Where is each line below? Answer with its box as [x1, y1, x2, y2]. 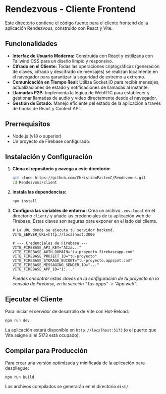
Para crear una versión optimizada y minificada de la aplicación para [5, 360, 145, 366]
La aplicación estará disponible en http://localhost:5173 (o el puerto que [5, 327, 157, 333]
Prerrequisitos [5, 120, 51, 129]
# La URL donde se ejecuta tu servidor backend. [12, 228, 115, 233]
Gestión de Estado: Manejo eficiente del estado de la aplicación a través [12, 100, 161, 106]
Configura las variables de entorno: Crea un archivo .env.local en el [12, 207, 155, 213]
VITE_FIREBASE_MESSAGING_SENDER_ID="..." [12, 263, 99, 267]
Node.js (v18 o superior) [12, 133, 62, 139]
